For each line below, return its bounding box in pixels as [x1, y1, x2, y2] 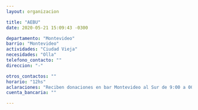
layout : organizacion [6, 8, 60, 15]
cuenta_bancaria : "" [6, 89, 57, 96]
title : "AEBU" [6, 19, 41, 25]
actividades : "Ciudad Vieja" [6, 46, 78, 52]
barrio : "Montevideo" [6, 41, 60, 47]
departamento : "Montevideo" [6, 35, 75, 41]
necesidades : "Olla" [6, 52, 57, 58]
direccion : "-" [6, 62, 44, 68]
